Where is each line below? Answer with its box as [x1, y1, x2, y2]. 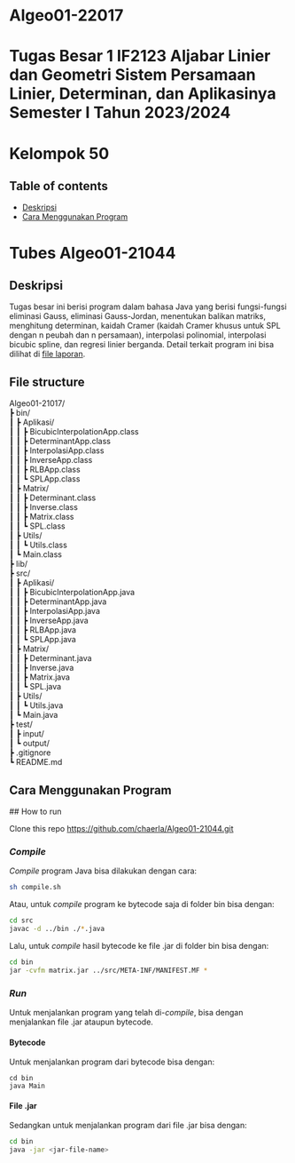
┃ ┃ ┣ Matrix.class [9, 512, 74, 522]
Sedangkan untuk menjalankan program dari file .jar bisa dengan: [9, 1120, 248, 1131]
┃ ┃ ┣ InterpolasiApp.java [9, 606, 100, 617]
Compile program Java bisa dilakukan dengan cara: [9, 865, 198, 876]
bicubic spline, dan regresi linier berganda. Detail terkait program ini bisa [9, 339, 275, 350]
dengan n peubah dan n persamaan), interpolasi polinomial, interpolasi [9, 330, 267, 340]
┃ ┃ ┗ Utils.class [9, 539, 68, 551]
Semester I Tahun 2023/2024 [9, 103, 231, 123]
